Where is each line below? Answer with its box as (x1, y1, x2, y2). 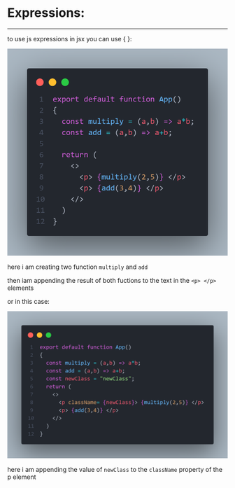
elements (7, 284, 34, 292)
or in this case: (7, 297, 50, 305)
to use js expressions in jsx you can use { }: (7, 34, 132, 43)
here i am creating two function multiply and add (7, 263, 148, 271)
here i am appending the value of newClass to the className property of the (7, 466, 222, 474)
